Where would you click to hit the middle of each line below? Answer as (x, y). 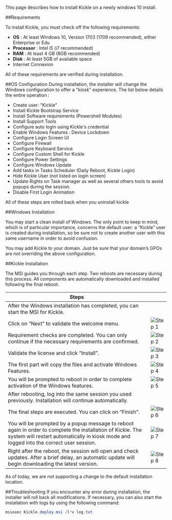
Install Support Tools (34, 121)
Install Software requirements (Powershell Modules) (67, 116)
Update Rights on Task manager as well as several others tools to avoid (88, 181)
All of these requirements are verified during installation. (64, 74)
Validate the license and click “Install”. (53, 353)
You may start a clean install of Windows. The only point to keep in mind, (82, 222)
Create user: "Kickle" (35, 105)
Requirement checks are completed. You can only (68, 335)
